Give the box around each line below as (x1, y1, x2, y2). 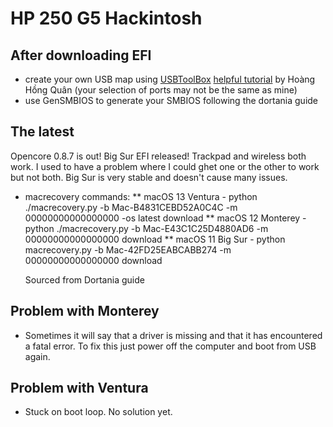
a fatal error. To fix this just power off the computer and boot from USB (24, 340, 317, 352)
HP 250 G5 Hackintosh (10, 7, 203, 30)
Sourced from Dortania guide (24, 273, 145, 286)
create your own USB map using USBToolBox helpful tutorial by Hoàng (24, 73, 316, 85)
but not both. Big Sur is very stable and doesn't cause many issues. (10, 171, 288, 183)
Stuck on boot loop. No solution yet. (24, 406, 173, 418)
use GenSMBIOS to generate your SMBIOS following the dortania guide (24, 95, 319, 106)
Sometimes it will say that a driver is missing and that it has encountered (24, 329, 323, 341)
